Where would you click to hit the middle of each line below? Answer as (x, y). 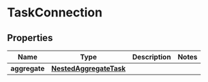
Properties (30, 38)
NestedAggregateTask (88, 68)
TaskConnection (55, 13)
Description (152, 57)
